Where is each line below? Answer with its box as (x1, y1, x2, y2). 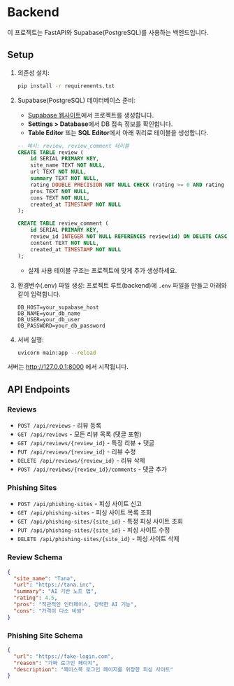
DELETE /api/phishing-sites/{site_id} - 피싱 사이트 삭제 (17, 535, 180, 543)
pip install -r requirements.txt (17, 82, 115, 90)
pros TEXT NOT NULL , (30, 188, 90, 195)
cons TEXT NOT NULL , (30, 194, 90, 202)
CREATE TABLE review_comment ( (17, 220, 109, 227)
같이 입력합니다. (17, 290, 61, 298)
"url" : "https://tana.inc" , (13, 582, 96, 589)
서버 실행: (17, 335, 44, 344)
